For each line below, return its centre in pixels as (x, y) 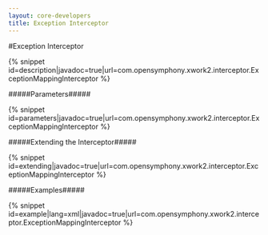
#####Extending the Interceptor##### (73, 141)
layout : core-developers (50, 16)
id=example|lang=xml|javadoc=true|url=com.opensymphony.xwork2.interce (134, 213)
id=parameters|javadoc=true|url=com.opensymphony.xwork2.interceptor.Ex (134, 117)
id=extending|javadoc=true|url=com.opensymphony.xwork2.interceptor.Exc (133, 165)
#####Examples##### (47, 189)
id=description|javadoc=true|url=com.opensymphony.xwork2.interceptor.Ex (134, 70)
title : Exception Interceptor (59, 23)
